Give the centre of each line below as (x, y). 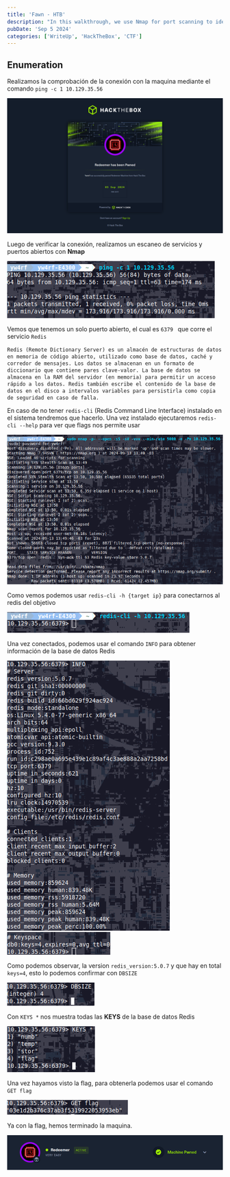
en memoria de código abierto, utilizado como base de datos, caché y (110, 357)
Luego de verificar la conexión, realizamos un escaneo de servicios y (105, 244)
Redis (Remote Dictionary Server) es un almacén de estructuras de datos (115, 350)
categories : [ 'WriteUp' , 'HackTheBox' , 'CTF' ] (75, 36)
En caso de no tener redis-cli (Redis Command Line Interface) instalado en (115, 411)
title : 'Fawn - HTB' (37, 14)
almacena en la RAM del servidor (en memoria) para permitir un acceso (111, 377)
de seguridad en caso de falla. (53, 398)
